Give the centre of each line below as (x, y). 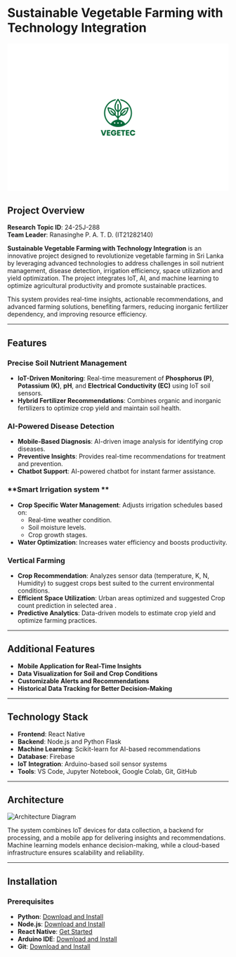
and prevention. (40, 464)
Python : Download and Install (60, 917)
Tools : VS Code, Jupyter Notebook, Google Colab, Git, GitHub (107, 771)
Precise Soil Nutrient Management (67, 363)
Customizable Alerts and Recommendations (83, 681)
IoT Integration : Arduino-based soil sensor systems (92, 764)
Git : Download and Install (54, 946)
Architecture (36, 800)
